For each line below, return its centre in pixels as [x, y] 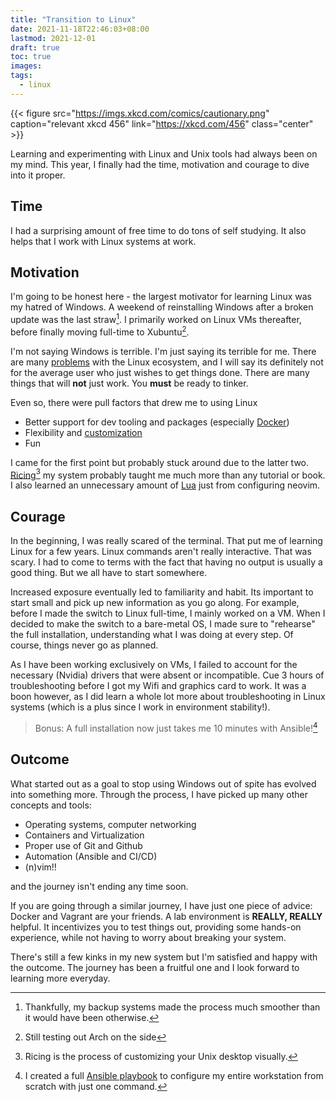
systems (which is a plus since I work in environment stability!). [140, 707]
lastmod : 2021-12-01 [53, 38]
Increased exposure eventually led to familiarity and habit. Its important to [162, 592]
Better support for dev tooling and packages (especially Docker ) [157, 422]
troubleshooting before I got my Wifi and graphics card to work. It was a [158, 686]
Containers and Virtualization [84, 835]
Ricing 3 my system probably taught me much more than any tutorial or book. [168, 474]
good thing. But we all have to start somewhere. [109, 573]
